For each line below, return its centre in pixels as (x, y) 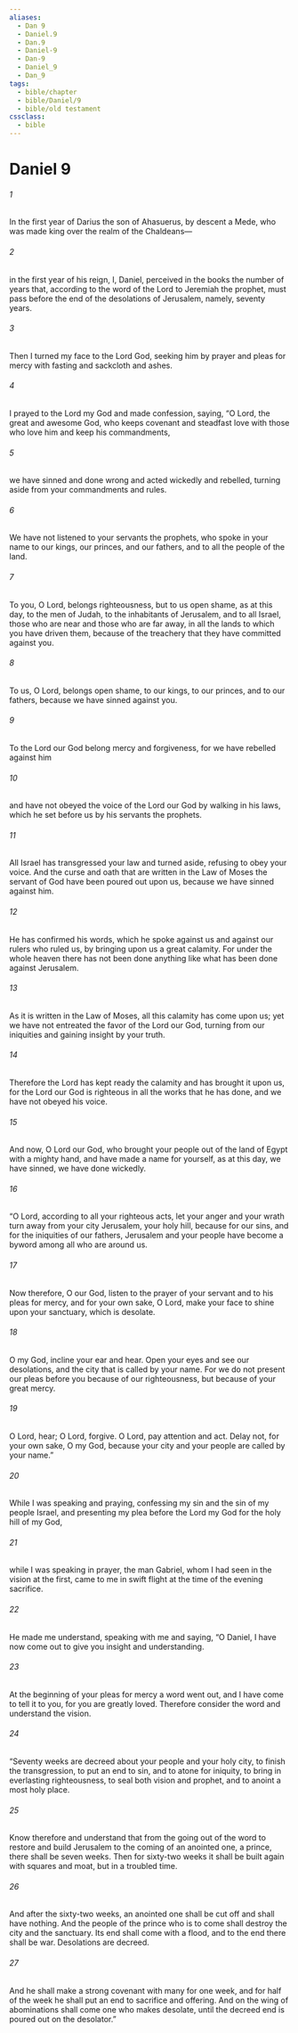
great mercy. (32, 1388)
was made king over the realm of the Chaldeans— (101, 232)
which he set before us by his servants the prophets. (106, 815)
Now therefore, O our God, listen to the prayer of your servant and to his (141, 1293)
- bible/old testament (59, 109)
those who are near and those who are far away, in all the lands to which (142, 624)
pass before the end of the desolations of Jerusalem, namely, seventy (137, 298)
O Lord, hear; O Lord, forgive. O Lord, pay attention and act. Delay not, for (145, 1436)
